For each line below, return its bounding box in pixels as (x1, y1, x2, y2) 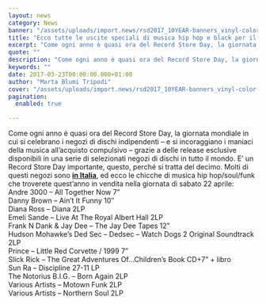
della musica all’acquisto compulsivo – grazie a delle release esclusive (8, 146, 237, 155)
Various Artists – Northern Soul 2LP (8, 288, 124, 298)
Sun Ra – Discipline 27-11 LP (8, 263, 101, 273)
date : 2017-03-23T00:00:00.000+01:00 (8, 70, 133, 78)
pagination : (8, 93, 47, 101)
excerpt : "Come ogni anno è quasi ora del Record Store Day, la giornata (8, 41, 257, 49)
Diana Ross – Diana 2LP (8, 204, 85, 214)
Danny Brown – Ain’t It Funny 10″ (8, 196, 115, 206)
